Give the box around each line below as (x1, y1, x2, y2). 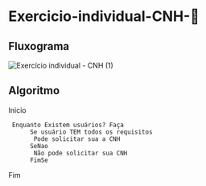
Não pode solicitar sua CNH (33, 149, 128, 157)
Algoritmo (8, 84, 60, 97)
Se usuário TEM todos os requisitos (29, 128, 153, 136)
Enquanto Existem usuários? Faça (11, 121, 125, 129)
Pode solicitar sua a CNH (33, 134, 121, 143)
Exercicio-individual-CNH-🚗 (8, 7, 200, 26)
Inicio (8, 105, 27, 115)
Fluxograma (8, 39, 70, 53)
